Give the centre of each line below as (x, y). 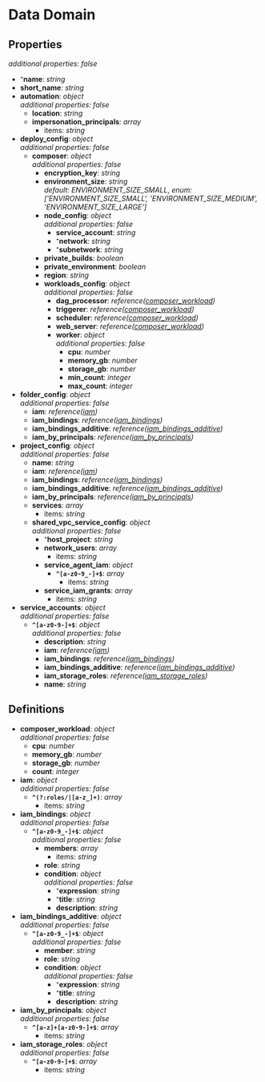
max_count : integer (100, 386)
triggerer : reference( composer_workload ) (125, 309)
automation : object (52, 96)
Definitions (36, 709)
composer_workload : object (67, 728)
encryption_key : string (82, 173)
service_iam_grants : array (88, 590)
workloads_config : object (87, 284)
